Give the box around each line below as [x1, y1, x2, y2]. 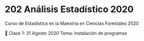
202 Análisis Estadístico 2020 [5, 4, 134, 15]
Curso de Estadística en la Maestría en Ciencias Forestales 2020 [5, 20, 139, 26]
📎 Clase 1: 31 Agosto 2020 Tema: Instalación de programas [5, 30, 127, 36]
